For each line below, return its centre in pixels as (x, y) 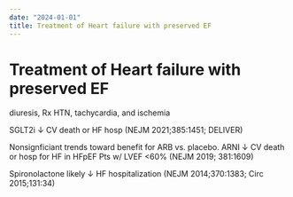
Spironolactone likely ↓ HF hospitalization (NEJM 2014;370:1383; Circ (136, 174)
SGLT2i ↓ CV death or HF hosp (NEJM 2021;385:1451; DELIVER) (126, 130)
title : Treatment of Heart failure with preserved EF (111, 26)
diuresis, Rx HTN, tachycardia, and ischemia (90, 113)
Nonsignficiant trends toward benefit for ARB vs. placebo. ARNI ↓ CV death (147, 147)
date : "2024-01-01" (45, 17)
